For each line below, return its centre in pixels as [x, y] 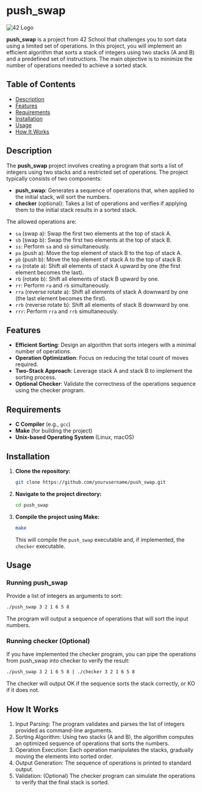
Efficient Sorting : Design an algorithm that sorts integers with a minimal [106, 345]
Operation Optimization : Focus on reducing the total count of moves [102, 358]
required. [27, 364]
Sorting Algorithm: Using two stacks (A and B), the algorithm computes [104, 737]
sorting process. [36, 377]
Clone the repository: [43, 471]
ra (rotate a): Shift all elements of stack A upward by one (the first [98, 265]
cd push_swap [32, 505]
